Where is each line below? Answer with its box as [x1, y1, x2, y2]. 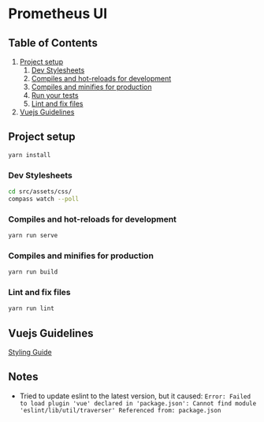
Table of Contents [8, 36, 99, 50]
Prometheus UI [8, 5, 108, 23]
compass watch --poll [8, 195, 80, 203]
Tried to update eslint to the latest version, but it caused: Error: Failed [19, 391, 251, 401]
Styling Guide [8, 348, 53, 357]
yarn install [8, 151, 51, 159]
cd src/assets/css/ [8, 187, 73, 196]
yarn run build [8, 268, 58, 276]
